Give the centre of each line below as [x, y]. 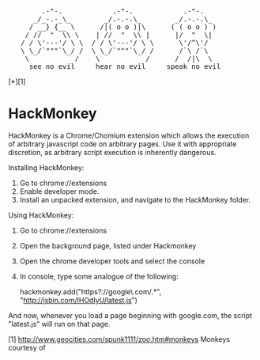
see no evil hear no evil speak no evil [125, 66]
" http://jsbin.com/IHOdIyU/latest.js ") [79, 300]
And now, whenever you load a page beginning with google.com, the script [130, 315]
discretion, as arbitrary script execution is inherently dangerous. [112, 152]
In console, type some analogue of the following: [99, 276]
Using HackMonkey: [41, 215]
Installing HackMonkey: [46, 167]
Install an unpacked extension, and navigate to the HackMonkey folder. [135, 199]
